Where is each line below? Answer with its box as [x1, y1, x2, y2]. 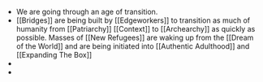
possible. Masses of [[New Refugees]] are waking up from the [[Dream [15, 32, 254, 42]
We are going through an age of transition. [15, 7, 158, 16]
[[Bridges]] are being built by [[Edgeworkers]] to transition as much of [15, 15, 250, 25]
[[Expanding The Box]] [15, 50, 93, 59]
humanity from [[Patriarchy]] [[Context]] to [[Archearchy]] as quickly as [15, 24, 256, 33]
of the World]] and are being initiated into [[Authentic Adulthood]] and [15, 41, 250, 51]
